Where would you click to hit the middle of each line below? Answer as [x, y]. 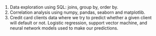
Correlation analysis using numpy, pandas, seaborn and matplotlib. [78, 12]
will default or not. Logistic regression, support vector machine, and [78, 23]
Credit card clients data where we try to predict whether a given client [81, 18]
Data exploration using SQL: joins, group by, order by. [64, 7]
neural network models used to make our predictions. [64, 28]
